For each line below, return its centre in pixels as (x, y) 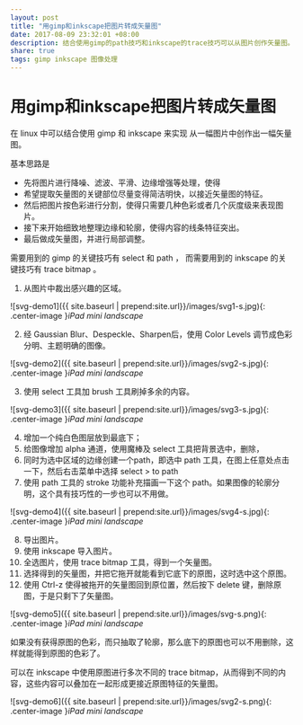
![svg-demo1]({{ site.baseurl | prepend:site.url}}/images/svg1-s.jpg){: (138, 305)
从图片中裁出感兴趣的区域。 (75, 287)
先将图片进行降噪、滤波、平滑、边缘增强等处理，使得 (122, 182)
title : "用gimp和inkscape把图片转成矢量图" (86, 26)
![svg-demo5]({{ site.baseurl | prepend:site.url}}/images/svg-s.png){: (138, 614)
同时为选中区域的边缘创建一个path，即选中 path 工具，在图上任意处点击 (156, 460)
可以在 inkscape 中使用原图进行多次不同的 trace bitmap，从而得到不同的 (144, 672)
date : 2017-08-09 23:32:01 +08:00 (75, 34)
